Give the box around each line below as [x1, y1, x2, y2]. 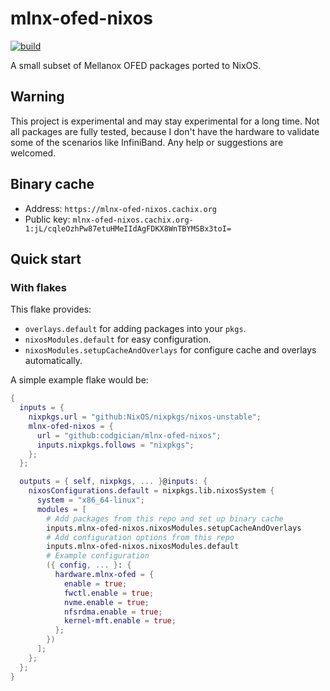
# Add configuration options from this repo [46, 532, 235, 542]
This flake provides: [10, 303, 92, 316]
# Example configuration [46, 551, 150, 561]
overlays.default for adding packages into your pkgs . [24, 323, 247, 335]
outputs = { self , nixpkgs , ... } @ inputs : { [19, 477, 208, 487]
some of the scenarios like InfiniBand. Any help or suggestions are [10, 136, 284, 148]
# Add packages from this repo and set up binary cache [46, 513, 284, 524]
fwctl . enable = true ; [63, 588, 155, 598]
